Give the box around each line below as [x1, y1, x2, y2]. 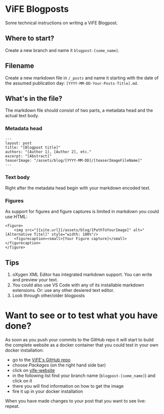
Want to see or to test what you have [5, 310, 158, 321]
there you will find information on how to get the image [12, 383, 124, 389]
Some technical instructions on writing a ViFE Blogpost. [5, 20, 118, 26]
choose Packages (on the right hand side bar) [12, 362, 106, 368]
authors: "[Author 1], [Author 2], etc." [5, 149, 92, 154]
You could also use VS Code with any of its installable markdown [12, 282, 144, 288]
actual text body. [5, 113, 40, 119]
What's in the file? [5, 94, 63, 102]
